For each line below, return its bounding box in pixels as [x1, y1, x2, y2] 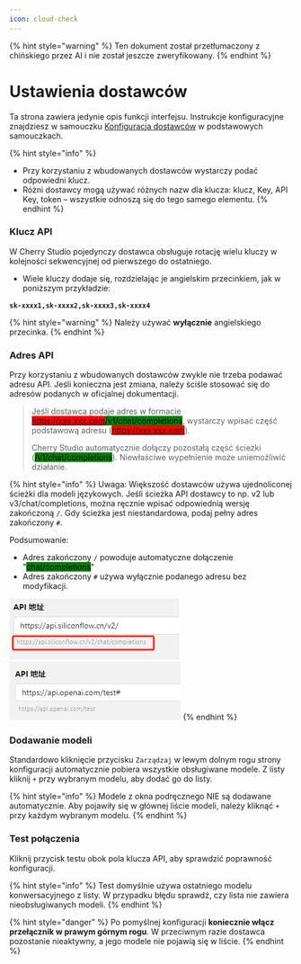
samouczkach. [9, 130, 64, 141]
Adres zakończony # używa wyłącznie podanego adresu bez [22, 571, 247, 582]
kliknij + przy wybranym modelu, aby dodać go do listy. [9, 773, 213, 784]
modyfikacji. [22, 581, 69, 592]
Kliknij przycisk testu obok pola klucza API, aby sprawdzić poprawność [9, 852, 272, 863]
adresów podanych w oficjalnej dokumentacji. [9, 388, 180, 399]
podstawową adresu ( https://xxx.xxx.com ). [31, 425, 190, 436]
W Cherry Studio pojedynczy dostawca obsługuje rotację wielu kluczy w [9, 245, 278, 256]
